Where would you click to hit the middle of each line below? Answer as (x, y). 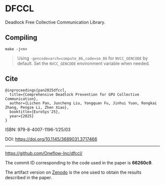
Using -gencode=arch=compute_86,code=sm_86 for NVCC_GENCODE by (82, 58)
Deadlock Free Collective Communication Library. (55, 22)
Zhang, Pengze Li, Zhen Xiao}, (37, 107)
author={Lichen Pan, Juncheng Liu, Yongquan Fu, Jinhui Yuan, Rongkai (83, 103)
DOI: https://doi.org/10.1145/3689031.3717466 (51, 139)
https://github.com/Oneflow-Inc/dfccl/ (44, 153)
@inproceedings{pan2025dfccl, (36, 90)
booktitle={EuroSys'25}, (35, 112)
